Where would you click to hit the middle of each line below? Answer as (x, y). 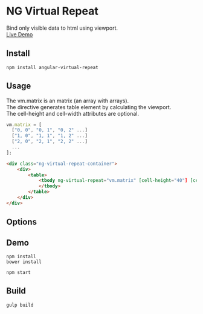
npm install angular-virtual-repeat (52, 67)
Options (22, 222)
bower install (24, 262)
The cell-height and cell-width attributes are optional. (72, 113)
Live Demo (20, 34)
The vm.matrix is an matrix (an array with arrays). (68, 101)
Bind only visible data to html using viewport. (62, 28)
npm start (19, 273)
